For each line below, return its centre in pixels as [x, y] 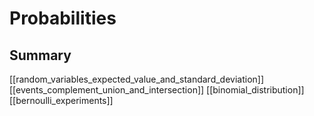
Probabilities [63, 18]
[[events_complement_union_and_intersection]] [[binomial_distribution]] [157, 90]
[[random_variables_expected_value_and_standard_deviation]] [137, 79]
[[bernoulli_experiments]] [61, 100]
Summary [40, 55]
